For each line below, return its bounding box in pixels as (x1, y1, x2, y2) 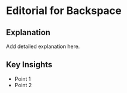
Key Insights (6, 60, 53, 70)
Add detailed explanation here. (6, 43, 80, 50)
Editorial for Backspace (6, 4, 122, 18)
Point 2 (14, 81, 32, 88)
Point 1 (14, 75, 31, 82)
